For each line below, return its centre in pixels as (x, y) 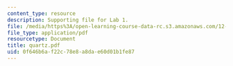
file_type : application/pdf (48, 33)
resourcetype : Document (42, 39)
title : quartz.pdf (34, 45)
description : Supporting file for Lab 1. (68, 20)
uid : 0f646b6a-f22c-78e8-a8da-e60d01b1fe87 (71, 52)
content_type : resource (42, 13)
